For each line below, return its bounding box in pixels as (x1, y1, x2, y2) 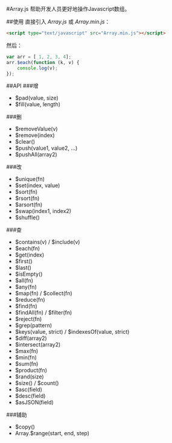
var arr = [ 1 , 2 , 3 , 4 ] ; (6, 54, 71, 60)
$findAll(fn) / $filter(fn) (14, 309, 72, 316)
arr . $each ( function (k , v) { (6, 59, 80, 65)
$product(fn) (14, 367, 47, 374)
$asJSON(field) (14, 399, 54, 406)
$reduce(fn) (14, 296, 45, 304)
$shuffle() (14, 214, 40, 221)
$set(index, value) (14, 182, 60, 189)
